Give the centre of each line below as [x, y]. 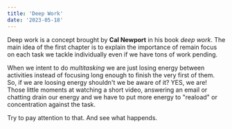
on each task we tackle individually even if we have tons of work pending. [113, 54]
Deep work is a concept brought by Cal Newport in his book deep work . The [116, 39]
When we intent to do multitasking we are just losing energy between [106, 68]
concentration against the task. [51, 104]
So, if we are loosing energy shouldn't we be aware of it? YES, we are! [107, 82]
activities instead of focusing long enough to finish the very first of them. [111, 75]
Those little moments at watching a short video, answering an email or [107, 90]
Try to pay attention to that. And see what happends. [82, 117]
